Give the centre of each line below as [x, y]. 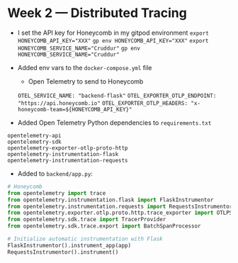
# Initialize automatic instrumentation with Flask [85, 239]
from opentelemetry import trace [57, 193]
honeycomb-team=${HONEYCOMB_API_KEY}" [75, 109]
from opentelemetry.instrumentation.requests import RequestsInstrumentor [120, 206]
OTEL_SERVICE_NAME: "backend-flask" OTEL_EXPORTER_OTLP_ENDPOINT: [117, 96]
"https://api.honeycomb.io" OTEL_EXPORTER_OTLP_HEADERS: [103, 103]
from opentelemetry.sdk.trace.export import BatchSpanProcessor [104, 226]
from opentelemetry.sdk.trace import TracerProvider [87, 220]
